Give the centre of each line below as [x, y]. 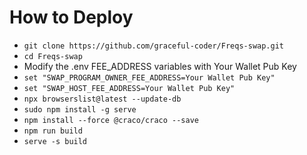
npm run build [53, 131]
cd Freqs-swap [53, 56]
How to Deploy [71, 17]
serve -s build [55, 141]
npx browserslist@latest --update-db [102, 99]
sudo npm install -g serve [80, 109]
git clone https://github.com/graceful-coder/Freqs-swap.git [154, 46]
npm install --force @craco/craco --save [111, 120]
